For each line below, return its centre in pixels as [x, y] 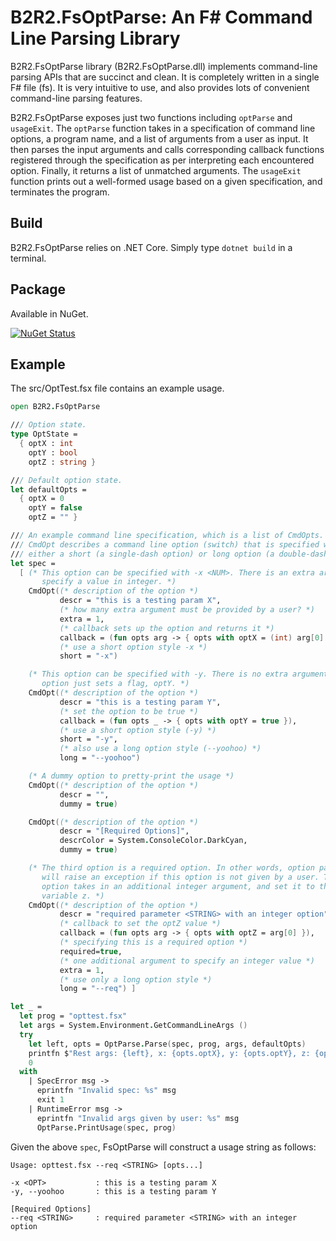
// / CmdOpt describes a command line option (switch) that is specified [165, 544]
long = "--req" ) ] [98, 989]
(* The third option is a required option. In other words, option [171, 868]
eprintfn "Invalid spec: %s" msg [106, 1091]
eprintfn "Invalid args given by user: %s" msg [138, 1118]
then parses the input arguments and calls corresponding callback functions [167, 149]
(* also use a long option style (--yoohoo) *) [160, 749]
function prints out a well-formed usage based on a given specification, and [166, 181]
